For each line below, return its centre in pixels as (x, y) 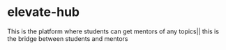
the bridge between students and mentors (68, 38)
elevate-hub (44, 12)
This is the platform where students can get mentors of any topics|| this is (113, 31)
